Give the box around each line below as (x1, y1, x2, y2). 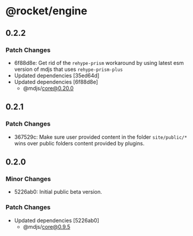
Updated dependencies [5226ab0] (14, 216, 99, 224)
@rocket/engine (5, 4, 87, 18)
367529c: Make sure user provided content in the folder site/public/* (14, 133, 188, 141)
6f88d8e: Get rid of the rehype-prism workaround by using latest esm (14, 59, 184, 66)
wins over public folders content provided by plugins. (14, 139, 145, 147)
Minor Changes (5, 175, 51, 183)
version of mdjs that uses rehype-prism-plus (14, 66, 123, 73)
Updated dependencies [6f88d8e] (14, 78, 99, 85)
